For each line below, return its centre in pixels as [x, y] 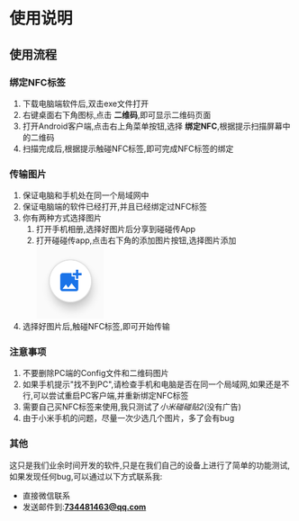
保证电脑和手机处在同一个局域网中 [86, 195]
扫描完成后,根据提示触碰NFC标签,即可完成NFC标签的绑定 [128, 148]
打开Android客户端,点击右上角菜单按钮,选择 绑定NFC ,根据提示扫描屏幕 [152, 126]
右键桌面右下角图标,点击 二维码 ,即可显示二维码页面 [117, 114]
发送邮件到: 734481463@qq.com [84, 507]
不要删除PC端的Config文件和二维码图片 [95, 373]
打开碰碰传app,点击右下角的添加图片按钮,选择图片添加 [136, 240]
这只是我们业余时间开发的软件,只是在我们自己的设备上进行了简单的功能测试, [150, 465]
